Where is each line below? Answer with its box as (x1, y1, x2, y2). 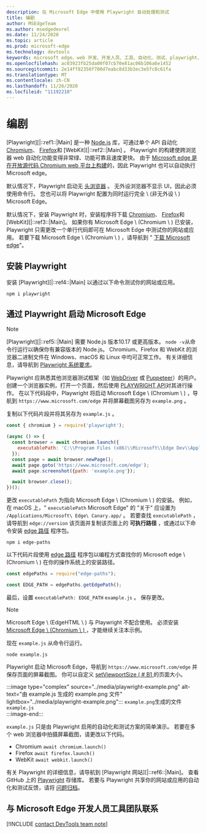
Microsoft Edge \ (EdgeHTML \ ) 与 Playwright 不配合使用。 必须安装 (6, 618, 179, 626)
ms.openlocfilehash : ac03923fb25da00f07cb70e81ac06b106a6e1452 (6, 60, 172, 66)
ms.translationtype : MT (6, 72, 67, 78)
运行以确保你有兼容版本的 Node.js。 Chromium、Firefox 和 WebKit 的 (17, 346, 192, 353)
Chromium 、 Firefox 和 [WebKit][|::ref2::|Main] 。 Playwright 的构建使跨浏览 (6, 146, 197, 153)
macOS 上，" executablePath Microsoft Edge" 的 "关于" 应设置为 (13, 504, 176, 512)
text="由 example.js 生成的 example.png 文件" (6, 690, 123, 697)
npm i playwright (6, 291, 51, 297)
